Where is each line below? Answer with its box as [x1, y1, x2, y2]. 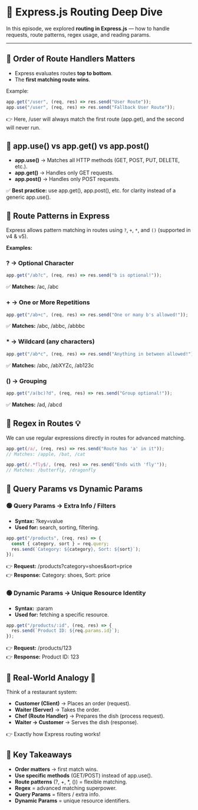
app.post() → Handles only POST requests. [14, 176, 121, 183]
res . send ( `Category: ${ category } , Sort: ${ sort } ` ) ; [11, 546, 141, 552]
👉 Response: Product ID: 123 [6, 653, 80, 660]
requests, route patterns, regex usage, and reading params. [6, 31, 151, 38]
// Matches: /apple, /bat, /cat [6, 451, 85, 457]
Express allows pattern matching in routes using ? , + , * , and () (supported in [6, 227, 191, 234]
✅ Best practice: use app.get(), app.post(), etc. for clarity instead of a [6, 187, 176, 194]
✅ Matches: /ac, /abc [6, 283, 59, 291]
